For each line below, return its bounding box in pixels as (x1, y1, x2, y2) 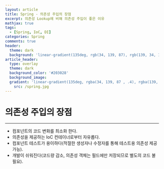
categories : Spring (5, 35, 45, 39)
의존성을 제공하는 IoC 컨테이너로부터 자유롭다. (12, 134, 100, 140)
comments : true (5, 39, 36, 44)
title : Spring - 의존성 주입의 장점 (5, 12, 72, 17)
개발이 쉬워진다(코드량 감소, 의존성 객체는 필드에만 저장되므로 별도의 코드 (12, 152, 151, 158)
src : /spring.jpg (14, 84, 49, 89)
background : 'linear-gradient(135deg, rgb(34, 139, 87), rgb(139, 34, (9, 52, 156, 57)
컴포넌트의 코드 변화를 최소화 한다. (12, 128, 78, 134)
